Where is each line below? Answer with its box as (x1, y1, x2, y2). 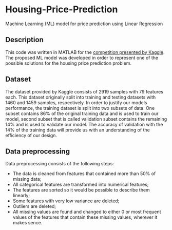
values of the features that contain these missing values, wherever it (12, 214, 158, 220)
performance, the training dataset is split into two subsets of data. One (5, 105, 155, 111)
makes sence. (12, 220, 43, 226)
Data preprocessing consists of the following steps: (5, 161, 114, 167)
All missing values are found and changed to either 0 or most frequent (12, 209, 161, 215)
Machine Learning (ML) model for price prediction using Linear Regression (5, 21, 163, 27)
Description (5, 35, 44, 44)
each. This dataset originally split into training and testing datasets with (5, 94, 156, 100)
